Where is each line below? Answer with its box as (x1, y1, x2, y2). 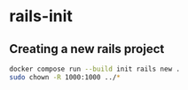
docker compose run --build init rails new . (9, 64, 180, 73)
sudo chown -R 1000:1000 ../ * (9, 72, 121, 81)
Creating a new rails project (9, 41, 165, 56)
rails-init (9, 6, 74, 26)
